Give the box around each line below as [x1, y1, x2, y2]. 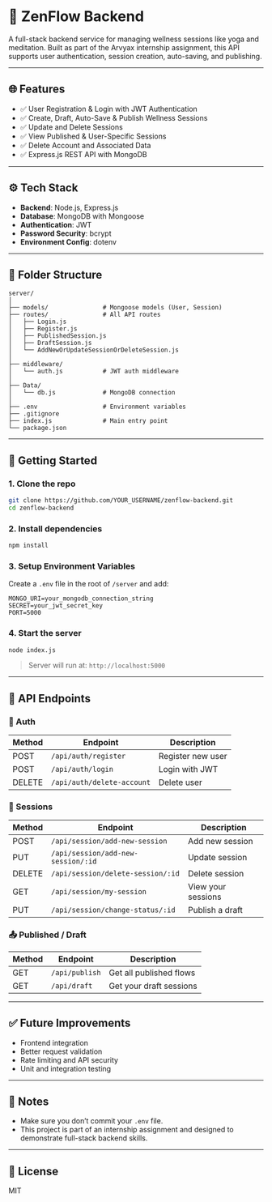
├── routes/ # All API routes [8, 311, 161, 319]
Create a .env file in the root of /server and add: [8, 579, 169, 589]
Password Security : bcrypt [19, 228, 112, 238]
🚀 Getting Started [8, 454, 98, 467]
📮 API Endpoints [8, 692, 91, 705]
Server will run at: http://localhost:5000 [28, 660, 166, 671]
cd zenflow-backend [8, 504, 74, 512]
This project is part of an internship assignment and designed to [19, 1125, 235, 1135]
